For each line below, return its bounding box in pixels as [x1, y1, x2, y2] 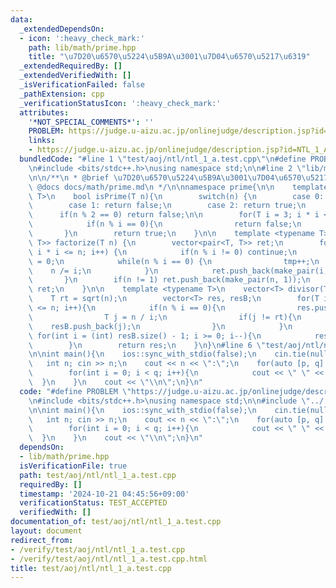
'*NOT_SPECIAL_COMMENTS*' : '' [28, 117, 155, 127]
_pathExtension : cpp [19, 89, 105, 99]
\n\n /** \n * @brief [28, 172, 110, 183]
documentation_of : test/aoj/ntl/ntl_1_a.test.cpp [10, 517, 222, 527]
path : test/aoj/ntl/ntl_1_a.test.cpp [19, 470, 177, 480]
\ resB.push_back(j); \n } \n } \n [28, 321, 293, 331]
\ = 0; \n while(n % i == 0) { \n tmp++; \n [28, 256, 320, 266]
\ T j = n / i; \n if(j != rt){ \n [28, 312, 302, 322]
